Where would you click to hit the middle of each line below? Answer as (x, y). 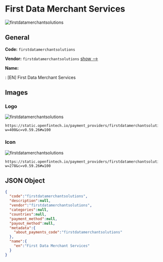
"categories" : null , (29, 210)
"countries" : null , (28, 214)
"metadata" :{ (23, 228)
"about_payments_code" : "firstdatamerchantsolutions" (68, 232)
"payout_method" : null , (32, 223)
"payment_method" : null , (33, 219)
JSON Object (25, 181)
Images (16, 93)
